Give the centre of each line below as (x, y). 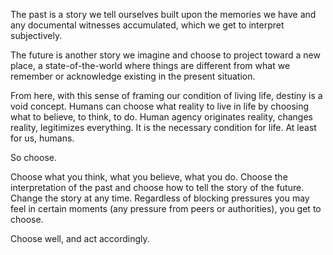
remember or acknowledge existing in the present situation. (133, 76)
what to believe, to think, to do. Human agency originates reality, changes (161, 117)
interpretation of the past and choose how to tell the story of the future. (157, 187)
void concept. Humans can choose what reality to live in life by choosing (160, 106)
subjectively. (36, 35)
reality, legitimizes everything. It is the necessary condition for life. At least (163, 127)
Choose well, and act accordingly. (80, 238)
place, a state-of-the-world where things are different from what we (150, 65)
